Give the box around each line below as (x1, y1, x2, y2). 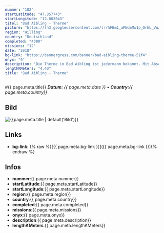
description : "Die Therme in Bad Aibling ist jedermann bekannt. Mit (5, 62, 150, 66)
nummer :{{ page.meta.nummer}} (12, 176, 79, 182)
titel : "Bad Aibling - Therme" (5, 21, 69, 26)
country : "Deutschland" (5, 35, 54, 40)
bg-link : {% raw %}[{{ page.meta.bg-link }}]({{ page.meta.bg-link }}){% (12, 144, 157, 149)
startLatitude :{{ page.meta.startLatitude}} (12, 181, 98, 187)
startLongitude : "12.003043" (5, 16, 64, 21)
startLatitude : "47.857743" (5, 12, 62, 17)
